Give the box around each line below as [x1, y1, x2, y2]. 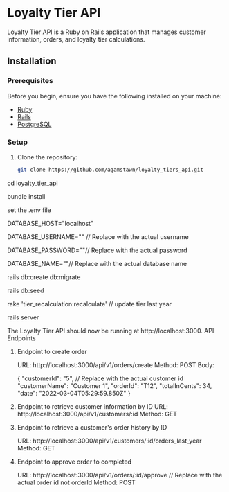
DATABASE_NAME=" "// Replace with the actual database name [7, 259, 187, 267]
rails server [7, 313, 39, 322]
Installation [7, 55, 57, 67]
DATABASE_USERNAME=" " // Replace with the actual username [7, 232, 189, 240]
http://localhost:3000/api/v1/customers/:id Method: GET [17, 410, 178, 418]
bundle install [7, 192, 46, 200]
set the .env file [7, 206, 52, 214]
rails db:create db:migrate [7, 272, 81, 281]
